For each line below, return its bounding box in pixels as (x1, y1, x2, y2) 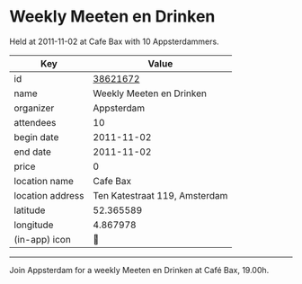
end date (13, 146, 52, 158)
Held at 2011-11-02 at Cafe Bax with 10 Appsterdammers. (9, 36, 219, 47)
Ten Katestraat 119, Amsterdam (93, 189, 228, 201)
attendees (13, 116, 57, 129)
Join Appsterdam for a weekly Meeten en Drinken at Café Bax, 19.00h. (9, 264, 270, 275)
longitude (13, 218, 54, 231)
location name (13, 174, 74, 187)
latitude (13, 204, 46, 217)
